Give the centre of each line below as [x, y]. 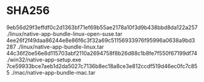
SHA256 [28, 11]
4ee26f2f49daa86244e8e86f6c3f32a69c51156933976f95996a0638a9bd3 [101, 40]
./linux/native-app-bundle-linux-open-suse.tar [65, 33]
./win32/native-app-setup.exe [44, 60]
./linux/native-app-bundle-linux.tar [61, 47]
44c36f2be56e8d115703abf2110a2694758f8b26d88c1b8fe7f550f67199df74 [102, 53]
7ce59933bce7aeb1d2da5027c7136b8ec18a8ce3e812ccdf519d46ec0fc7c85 [102, 66]
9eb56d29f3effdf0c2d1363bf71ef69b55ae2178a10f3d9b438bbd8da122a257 [102, 27]
